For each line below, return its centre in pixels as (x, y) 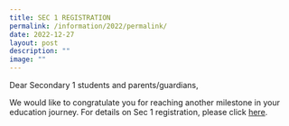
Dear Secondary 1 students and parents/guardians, (104, 85)
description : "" (40, 51)
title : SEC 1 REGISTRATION (60, 18)
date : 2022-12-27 (42, 34)
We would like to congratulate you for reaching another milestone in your (144, 103)
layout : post (34, 43)
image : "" (28, 59)
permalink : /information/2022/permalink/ (89, 26)
